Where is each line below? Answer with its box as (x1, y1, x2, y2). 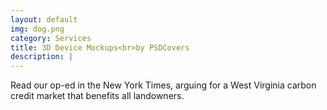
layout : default (10, 14, 78, 25)
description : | (10, 52, 74, 62)
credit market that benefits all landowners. (10, 90, 185, 102)
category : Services (10, 33, 92, 43)
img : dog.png (10, 24, 65, 34)
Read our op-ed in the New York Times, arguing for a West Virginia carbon (10, 79, 317, 91)
